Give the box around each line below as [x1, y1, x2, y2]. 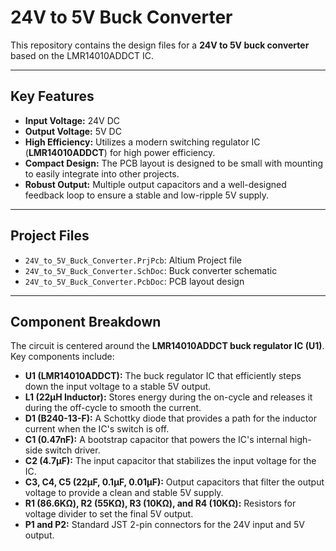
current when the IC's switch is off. [24, 423, 170, 435]
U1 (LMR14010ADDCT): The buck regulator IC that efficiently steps [24, 370, 302, 382]
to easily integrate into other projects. [24, 167, 180, 180]
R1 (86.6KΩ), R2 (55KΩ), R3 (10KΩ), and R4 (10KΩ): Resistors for [24, 497, 297, 510]
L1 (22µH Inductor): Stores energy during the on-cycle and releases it [24, 391, 313, 403]
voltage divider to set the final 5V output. [24, 508, 194, 520]
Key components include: [10, 351, 115, 363]
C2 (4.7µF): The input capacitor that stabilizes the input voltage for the [24, 455, 317, 467]
